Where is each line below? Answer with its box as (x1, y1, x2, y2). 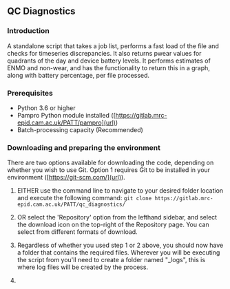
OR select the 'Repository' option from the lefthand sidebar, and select (17, 213, 218, 222)
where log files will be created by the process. (17, 263, 149, 271)
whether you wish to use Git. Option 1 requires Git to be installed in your (7, 166, 211, 174)
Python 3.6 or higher (17, 103, 76, 112)
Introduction (7, 26, 50, 36)
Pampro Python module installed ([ (17, 111, 116, 119)
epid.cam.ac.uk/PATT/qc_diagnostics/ (17, 201, 126, 208)
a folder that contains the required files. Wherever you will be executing (17, 248, 220, 257)
